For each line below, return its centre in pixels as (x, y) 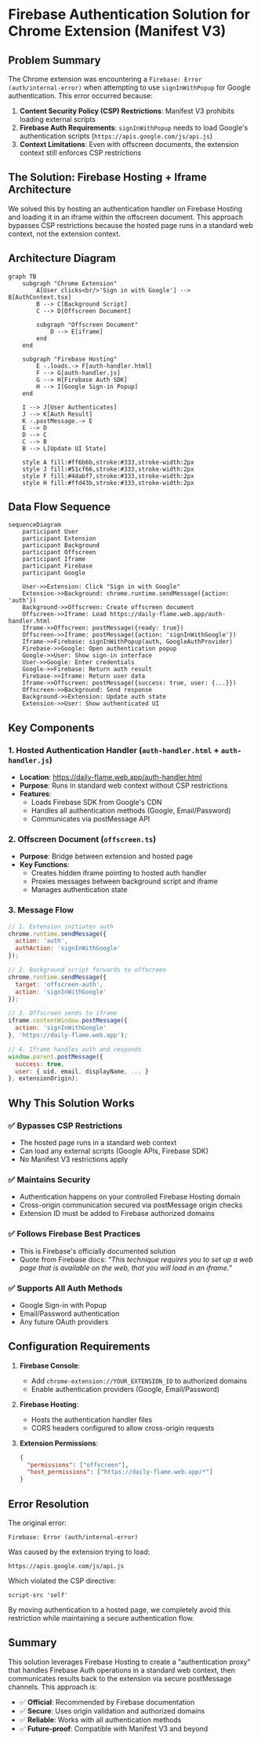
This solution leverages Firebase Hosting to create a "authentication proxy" (129, 1662)
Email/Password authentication (69, 1313)
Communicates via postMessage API (91, 819)
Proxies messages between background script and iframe (124, 881)
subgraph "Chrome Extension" (70, 283)
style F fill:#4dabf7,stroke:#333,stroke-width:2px (108, 476)
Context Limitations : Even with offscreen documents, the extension (129, 144)
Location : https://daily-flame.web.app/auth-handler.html (111, 777)
